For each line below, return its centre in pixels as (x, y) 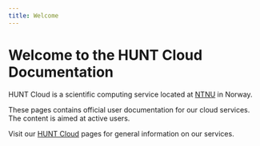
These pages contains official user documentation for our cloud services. (129, 109)
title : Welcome (34, 16)
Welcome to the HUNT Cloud (105, 55)
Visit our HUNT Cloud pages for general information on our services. (121, 133)
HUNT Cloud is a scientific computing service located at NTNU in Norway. (131, 94)
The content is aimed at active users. (69, 118)
